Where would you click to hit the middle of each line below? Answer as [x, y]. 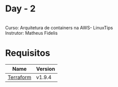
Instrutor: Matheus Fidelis [31, 33]
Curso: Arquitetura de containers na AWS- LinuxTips [59, 27]
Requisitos [28, 53]
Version [46, 69]
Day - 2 [20, 9]
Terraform [19, 77]
